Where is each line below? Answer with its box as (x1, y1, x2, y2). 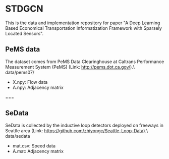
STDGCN (5, 3, 44, 15)
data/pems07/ (5, 69, 34, 75)
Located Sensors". (5, 30, 44, 36)
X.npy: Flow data (12, 79, 48, 85)
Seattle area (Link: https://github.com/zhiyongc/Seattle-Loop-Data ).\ (5, 127, 148, 134)
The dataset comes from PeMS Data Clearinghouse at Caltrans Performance (5, 59, 164, 65)
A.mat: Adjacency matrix (12, 148, 64, 154)
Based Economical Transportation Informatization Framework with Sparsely (5, 25, 162, 31)
